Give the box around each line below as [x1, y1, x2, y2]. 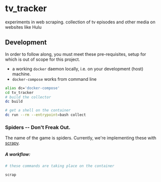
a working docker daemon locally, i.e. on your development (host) [12, 66, 144, 72]
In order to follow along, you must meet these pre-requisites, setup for [5, 51, 146, 57]
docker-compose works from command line [12, 76, 97, 82]
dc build [5, 99, 23, 104]
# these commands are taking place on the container [5, 164, 115, 168]
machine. [12, 71, 31, 77]
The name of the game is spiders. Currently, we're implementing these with [5, 135, 157, 141]
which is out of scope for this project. [5, 56, 80, 62]
